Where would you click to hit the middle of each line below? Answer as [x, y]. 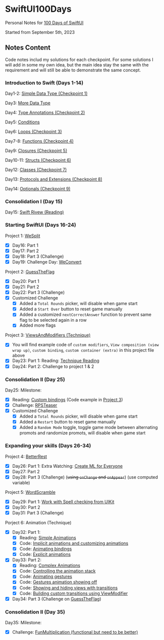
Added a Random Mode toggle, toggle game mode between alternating [89, 427]
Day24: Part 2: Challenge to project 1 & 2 [53, 366]
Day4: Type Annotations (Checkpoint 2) [45, 113]
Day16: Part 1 [25, 245]
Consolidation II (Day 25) [35, 379]
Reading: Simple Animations [48, 538]
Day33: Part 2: [27, 560]
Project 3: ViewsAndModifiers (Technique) [48, 335]
